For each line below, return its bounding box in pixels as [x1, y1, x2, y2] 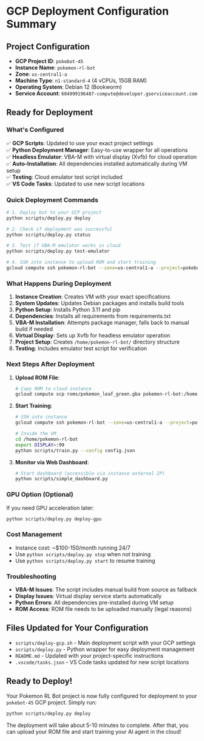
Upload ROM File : [15, 374, 60, 381]
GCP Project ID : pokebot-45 [15, 58, 84, 64]
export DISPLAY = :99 [15, 442, 65, 448]
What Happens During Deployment [6, 279, 112, 288]
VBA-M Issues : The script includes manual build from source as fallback [15, 586, 197, 593]
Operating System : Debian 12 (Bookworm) [15, 83, 123, 91]
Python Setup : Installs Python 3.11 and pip [15, 306, 121, 314]
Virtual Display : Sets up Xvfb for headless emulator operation [15, 332, 171, 339]
